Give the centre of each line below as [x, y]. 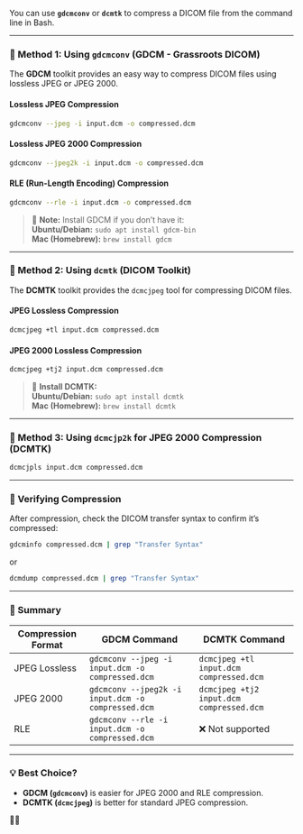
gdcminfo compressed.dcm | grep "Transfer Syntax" [106, 545]
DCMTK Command [244, 639]
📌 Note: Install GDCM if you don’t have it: [108, 219]
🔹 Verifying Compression [65, 499]
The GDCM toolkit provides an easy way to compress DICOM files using [143, 74]
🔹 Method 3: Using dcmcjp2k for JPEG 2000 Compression [136, 437]
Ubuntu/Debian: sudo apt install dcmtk [108, 396]
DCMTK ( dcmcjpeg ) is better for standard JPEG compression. [135, 802]
